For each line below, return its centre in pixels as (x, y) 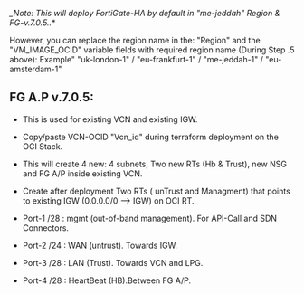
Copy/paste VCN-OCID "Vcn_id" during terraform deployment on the (150, 137)
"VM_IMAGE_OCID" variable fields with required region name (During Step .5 (152, 50)
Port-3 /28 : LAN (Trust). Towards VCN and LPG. (113, 262)
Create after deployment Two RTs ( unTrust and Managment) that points (157, 191)
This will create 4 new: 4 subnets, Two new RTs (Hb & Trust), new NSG (155, 164)
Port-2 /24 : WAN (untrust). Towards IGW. (100, 245)
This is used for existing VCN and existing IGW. (110, 119)
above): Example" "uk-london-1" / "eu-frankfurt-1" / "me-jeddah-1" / (137, 59)
